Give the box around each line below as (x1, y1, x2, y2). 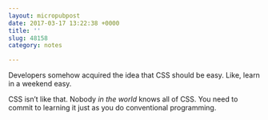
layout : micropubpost (8, 11, 81, 20)
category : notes (8, 42, 62, 50)
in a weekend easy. (8, 79, 72, 89)
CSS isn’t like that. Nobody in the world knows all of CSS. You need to (8, 94, 238, 104)
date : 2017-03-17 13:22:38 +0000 (8, 19, 120, 27)
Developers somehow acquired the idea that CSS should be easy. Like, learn (8, 70, 260, 80)
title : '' (8, 26, 42, 34)
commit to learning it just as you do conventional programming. (8, 103, 217, 113)
